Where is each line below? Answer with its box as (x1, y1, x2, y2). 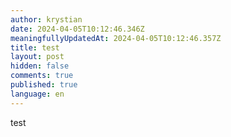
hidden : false (10, 61, 70, 71)
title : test (10, 42, 60, 53)
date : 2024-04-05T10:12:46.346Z (10, 24, 145, 34)
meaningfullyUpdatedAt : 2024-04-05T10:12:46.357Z (10, 33, 222, 43)
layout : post (10, 52, 65, 62)
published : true (10, 80, 78, 90)
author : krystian (10, 14, 83, 25)
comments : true (10, 71, 74, 81)
